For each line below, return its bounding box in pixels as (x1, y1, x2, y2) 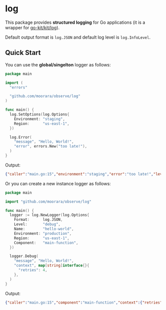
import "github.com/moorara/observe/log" (5, 199, 92, 204)
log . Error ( (9, 135, 32, 140)
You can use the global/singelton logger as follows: (5, 61, 111, 67)
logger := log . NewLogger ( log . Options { (9, 212, 90, 218)
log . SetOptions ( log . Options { (9, 112, 70, 117)
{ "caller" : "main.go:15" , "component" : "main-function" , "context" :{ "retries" (5, 300, 163, 305)
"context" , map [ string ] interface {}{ (14, 263, 90, 268)
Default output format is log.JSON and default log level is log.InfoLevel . (5, 34, 151, 40)
